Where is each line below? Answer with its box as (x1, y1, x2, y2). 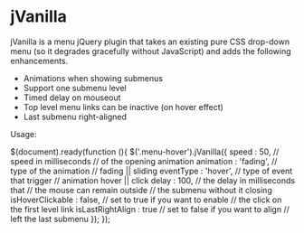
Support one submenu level (23, 82, 127, 93)
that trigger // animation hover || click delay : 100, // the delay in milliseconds (10, 174, 296, 186)
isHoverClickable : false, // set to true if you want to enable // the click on (10, 194, 282, 205)
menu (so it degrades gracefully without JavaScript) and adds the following (10, 45, 292, 56)
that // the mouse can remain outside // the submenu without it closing (10, 184, 272, 195)
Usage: (10, 128, 37, 139)
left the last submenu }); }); (10, 213, 111, 224)
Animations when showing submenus (23, 72, 164, 83)
